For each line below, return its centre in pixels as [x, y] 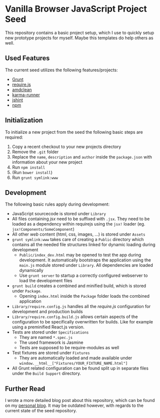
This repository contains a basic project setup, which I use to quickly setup [80, 32]
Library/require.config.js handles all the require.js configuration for [81, 306]
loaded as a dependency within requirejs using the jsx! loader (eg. [79, 224]
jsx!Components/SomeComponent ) [43, 229]
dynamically [31, 271]
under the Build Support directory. [46, 373]
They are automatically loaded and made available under [76, 358]
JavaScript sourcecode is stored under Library [59, 214]
